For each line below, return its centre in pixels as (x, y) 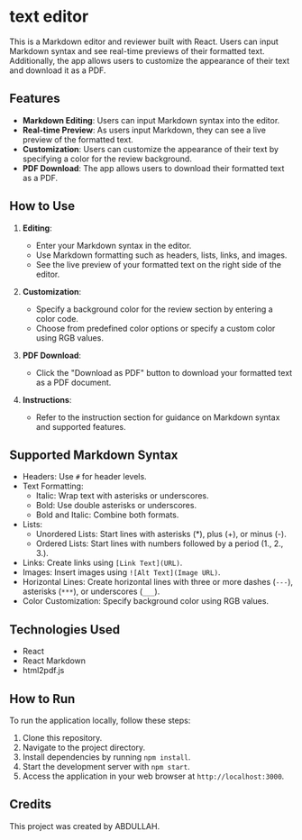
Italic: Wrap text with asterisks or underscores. (122, 496)
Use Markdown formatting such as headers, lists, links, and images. (161, 255)
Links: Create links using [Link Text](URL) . (102, 563)
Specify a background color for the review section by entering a (154, 309)
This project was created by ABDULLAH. (85, 826)
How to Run (42, 699)
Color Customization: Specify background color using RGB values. (145, 601)
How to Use (42, 206)
